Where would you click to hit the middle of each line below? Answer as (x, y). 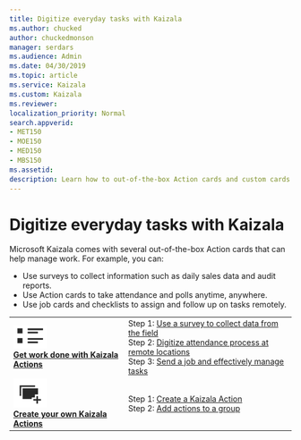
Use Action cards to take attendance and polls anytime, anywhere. (145, 295)
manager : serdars (42, 47)
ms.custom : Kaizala (46, 94)
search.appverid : (42, 123)
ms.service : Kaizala (48, 85)
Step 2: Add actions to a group (185, 408)
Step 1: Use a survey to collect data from (204, 324)
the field (143, 333)
